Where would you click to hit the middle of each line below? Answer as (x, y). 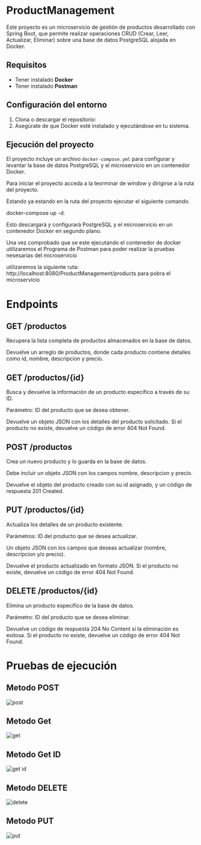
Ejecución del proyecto (50, 144)
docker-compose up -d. (36, 213)
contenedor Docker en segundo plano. (54, 231)
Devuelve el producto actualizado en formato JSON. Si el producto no (92, 566)
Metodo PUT (30, 821)
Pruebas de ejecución (61, 666)
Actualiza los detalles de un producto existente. (65, 524)
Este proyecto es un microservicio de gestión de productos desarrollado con (101, 27)
